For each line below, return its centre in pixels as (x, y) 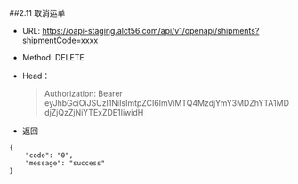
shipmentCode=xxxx (60, 40)
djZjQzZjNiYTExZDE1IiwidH (94, 112)
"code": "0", (49, 156)
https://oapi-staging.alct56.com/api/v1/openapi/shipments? (151, 31)
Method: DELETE (53, 57)
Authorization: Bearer (83, 93)
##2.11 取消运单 (37, 13)
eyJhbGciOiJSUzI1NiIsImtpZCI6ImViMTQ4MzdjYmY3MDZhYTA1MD (166, 103)
